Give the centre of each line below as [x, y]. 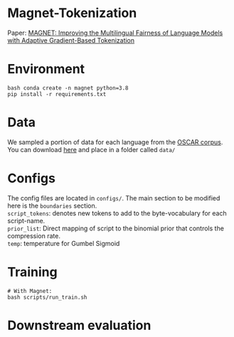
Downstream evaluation [79, 325]
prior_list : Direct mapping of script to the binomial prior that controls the [116, 228]
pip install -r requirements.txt [57, 94]
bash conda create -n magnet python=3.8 [68, 88]
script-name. [26, 220]
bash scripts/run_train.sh [47, 297]
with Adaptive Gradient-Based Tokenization [71, 40]
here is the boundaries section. [52, 205]
